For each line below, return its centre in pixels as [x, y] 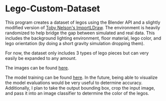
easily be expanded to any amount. [41, 58]
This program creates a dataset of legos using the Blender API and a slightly [83, 22]
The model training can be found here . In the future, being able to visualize [81, 77]
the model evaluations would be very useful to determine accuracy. [74, 83]
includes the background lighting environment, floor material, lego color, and [83, 38]
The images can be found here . [37, 68]
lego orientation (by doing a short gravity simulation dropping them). [75, 43]
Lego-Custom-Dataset [53, 9]
